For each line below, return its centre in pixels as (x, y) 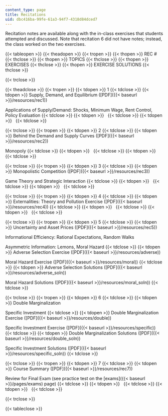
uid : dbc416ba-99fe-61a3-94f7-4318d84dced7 (51, 19)
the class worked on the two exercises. (46, 44)
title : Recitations (26, 15)
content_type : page (26, 10)
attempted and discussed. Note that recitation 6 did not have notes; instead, (84, 39)
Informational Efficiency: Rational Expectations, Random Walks (70, 237)
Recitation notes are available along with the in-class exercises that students (84, 34)
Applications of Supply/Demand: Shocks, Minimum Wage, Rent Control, (79, 110)
